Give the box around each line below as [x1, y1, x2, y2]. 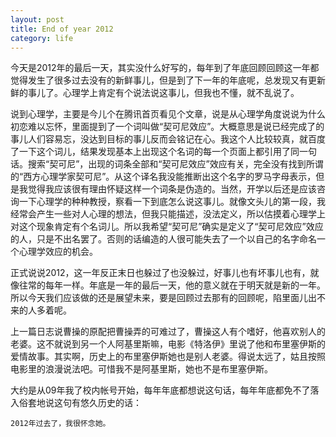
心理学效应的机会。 [18, 246, 98, 258]
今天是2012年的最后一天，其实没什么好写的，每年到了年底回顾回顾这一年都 [10, 62, 320, 74]
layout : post [10, 14, 65, 25]
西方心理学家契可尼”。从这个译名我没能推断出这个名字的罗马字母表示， [23, 171, 317, 183]
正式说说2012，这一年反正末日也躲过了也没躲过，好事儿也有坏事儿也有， [10, 267, 311, 279]
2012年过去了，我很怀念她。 [10, 419, 111, 429]
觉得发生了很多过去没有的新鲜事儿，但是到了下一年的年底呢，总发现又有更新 [10, 74, 326, 86]
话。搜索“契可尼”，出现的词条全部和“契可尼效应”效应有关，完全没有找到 [10, 158, 307, 170]
